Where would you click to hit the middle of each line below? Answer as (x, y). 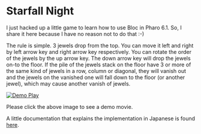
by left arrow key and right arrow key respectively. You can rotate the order (99, 51)
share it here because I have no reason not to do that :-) (75, 33)
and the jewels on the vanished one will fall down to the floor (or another (96, 77)
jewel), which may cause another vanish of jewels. (68, 83)
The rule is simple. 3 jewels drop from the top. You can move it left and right (100, 45)
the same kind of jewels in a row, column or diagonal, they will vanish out (96, 71)
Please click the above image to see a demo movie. (70, 106)
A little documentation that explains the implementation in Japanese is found (101, 118)
